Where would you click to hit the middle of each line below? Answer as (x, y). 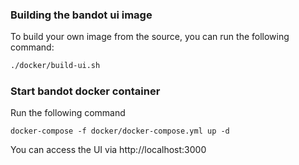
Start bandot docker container (85, 91)
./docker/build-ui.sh (55, 66)
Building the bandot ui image (81, 15)
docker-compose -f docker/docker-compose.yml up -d (120, 131)
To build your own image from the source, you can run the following (150, 37)
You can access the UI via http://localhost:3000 (108, 150)
